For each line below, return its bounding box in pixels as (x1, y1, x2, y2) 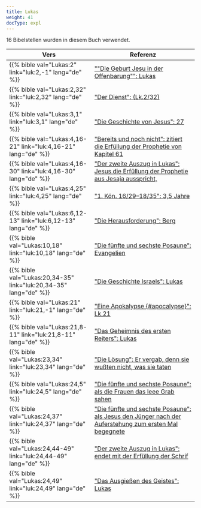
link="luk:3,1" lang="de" (9, 118, 78, 126)
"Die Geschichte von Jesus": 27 (94, 118, 184, 126)
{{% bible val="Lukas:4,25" (9, 184, 86, 193)
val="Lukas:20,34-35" (9, 273, 74, 282)
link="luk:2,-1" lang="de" (9, 68, 82, 77)
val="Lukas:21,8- (36, 323, 87, 332)
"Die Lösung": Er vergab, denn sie (94, 355, 190, 363)
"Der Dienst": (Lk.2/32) (94, 93, 160, 101)
